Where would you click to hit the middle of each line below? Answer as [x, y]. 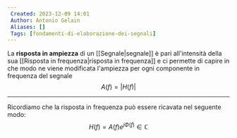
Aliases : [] [28, 27]
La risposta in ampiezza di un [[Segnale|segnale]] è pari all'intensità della [115, 54]
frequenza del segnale [40, 76]
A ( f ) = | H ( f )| [119, 87]
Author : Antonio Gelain [45, 20]
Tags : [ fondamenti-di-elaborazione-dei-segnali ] [83, 33]
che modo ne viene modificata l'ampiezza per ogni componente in [103, 68]
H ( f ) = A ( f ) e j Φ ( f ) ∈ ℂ [119, 126]
